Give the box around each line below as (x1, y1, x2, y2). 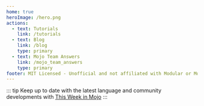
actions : (6, 20, 29, 26)
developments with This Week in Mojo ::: (6, 93, 108, 101)
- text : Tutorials (12, 25, 59, 32)
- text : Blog (12, 37, 45, 43)
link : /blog (17, 43, 47, 49)
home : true (6, 8, 34, 15)
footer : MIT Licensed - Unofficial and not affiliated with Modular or (6, 70, 191, 76)
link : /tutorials (17, 31, 61, 37)
